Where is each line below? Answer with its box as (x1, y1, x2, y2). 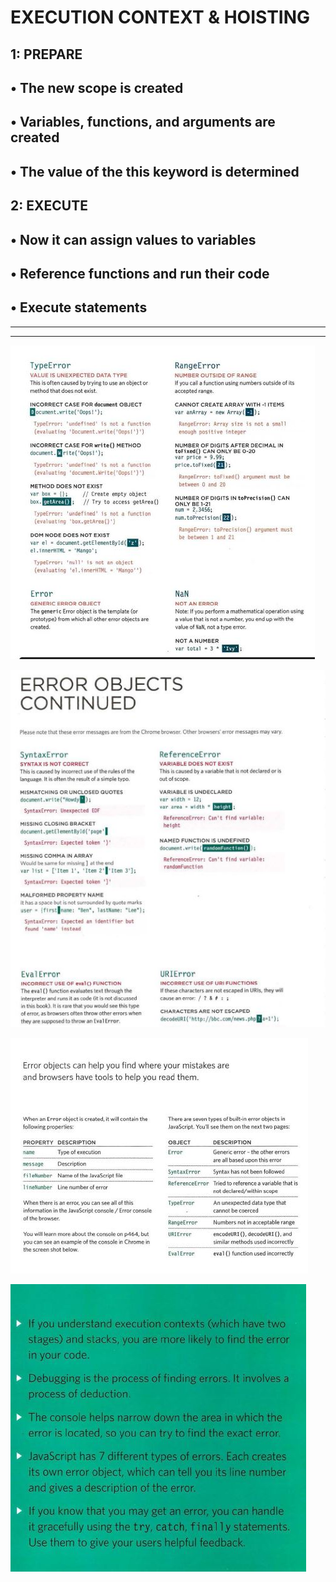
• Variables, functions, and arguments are (10, 114, 276, 131)
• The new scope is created (10, 79, 184, 96)
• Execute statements (10, 299, 148, 316)
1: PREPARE (10, 46, 83, 63)
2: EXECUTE (10, 197, 88, 215)
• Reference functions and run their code (10, 265, 270, 282)
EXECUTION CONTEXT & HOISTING (10, 6, 311, 29)
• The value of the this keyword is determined (10, 163, 300, 180)
